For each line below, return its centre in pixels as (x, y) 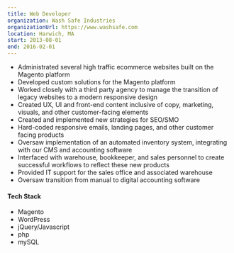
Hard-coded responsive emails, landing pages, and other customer (116, 127)
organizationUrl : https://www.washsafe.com (73, 27)
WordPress (34, 220)
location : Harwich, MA (41, 34)
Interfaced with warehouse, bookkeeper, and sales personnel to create (121, 157)
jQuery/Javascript (43, 227)
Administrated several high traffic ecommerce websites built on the (116, 67)
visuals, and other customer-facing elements (83, 112)
